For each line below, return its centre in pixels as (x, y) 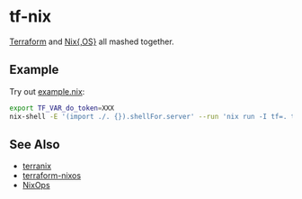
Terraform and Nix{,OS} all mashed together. (92, 41)
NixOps (36, 185)
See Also (35, 145)
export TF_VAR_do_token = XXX (62, 108)
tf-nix (31, 17)
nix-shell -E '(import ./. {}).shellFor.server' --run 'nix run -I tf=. (148, 116)
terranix (37, 166)
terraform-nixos (52, 176)
